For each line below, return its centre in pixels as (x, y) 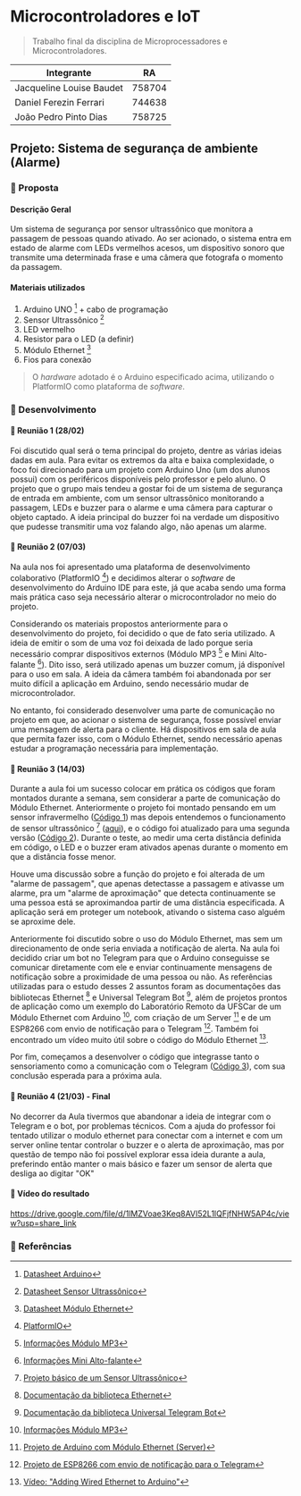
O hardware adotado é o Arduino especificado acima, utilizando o (153, 376)
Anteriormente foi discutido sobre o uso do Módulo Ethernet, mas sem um (146, 938)
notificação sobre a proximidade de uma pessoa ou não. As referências (142, 977)
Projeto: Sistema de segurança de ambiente (134, 149)
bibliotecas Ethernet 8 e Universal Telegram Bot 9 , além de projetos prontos (149, 996)
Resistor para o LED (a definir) (79, 339)
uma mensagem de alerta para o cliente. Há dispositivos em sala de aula (143, 729)
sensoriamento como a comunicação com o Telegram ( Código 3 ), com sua (148, 1066)
